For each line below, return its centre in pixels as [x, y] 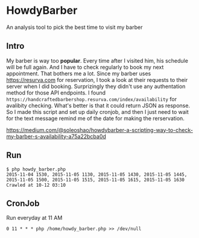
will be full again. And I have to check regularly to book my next [85, 67]
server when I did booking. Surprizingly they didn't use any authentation [96, 86]
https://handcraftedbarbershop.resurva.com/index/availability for [91, 99]
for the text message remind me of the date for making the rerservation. [96, 118]
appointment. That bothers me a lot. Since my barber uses [79, 74]
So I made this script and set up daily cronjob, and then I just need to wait [97, 111]
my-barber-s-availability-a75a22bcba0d [56, 136]
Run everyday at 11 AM [34, 218]
